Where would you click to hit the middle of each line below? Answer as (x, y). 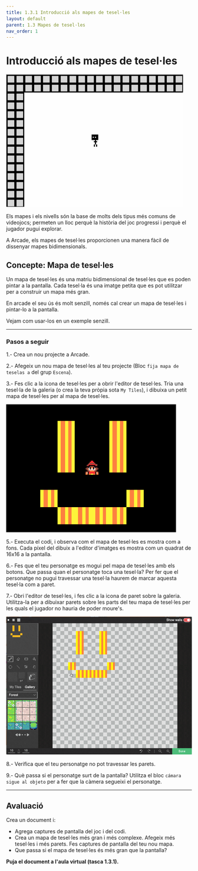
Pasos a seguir (28, 341)
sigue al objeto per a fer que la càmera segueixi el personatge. (84, 782)
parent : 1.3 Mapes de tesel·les (46, 25)
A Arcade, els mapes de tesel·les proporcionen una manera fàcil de (88, 240)
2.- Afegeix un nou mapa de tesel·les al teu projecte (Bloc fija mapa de (93, 366)
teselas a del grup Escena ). (39, 372)
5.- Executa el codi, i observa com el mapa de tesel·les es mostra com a (93, 542)
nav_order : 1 (22, 31)
